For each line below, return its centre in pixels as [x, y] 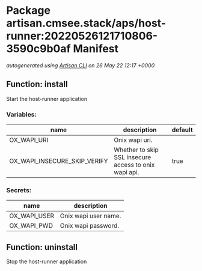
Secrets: [19, 190]
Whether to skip [136, 150]
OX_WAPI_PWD [31, 226]
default [182, 130]
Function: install [37, 84]
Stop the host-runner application [47, 261]
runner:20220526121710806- [82, 36]
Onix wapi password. [89, 226]
